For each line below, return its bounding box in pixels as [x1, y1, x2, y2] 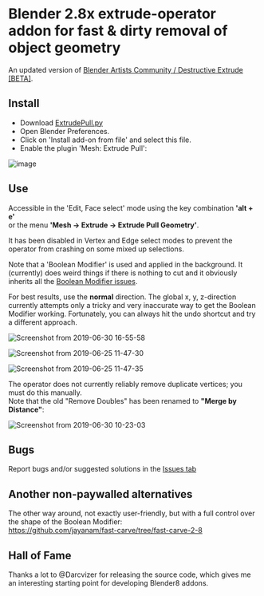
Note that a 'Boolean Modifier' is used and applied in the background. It [8, 259, 243, 269]
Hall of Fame [8, 548, 72, 562]
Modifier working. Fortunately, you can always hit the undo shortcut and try [8, 309, 256, 318]
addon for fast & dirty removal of [8, 22, 228, 40]
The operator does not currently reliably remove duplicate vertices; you [8, 379, 243, 389]
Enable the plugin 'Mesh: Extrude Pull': [19, 143, 148, 152]
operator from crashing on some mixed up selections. [8, 244, 185, 254]
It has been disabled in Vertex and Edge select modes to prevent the [8, 235, 233, 245]
